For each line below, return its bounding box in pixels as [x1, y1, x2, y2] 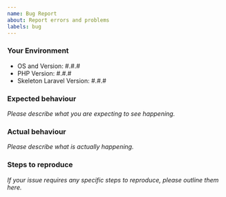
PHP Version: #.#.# [17, 69, 72, 77]
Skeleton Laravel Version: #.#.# [17, 76, 107, 85]
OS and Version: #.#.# [17, 62, 81, 70]
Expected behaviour [7, 94, 77, 103]
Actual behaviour [7, 126, 67, 136]
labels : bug [7, 23, 41, 30]
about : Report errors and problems [7, 17, 110, 24]
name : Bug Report [7, 10, 57, 17]
